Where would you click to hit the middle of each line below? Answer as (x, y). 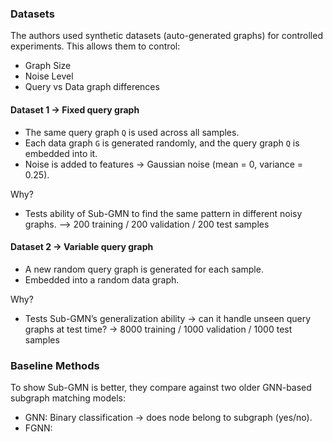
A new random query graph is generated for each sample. (144, 269)
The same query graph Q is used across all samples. (132, 132)
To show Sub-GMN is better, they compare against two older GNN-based (161, 387)
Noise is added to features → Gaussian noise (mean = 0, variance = (164, 164)
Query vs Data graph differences (92, 87)
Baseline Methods (55, 365)
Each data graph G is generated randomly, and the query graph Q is (162, 143)
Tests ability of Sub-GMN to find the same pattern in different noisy (163, 213)
